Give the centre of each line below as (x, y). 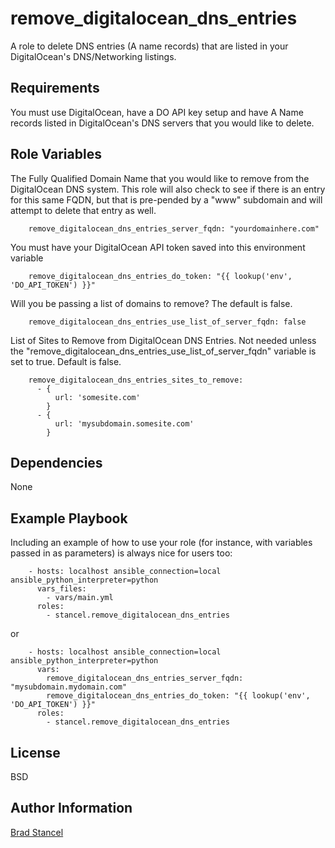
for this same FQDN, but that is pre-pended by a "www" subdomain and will (166, 199)
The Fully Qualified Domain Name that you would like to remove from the (160, 178)
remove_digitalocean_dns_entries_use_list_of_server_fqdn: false (167, 322)
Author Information (71, 808)
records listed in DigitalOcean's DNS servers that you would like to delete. (162, 123)
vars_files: (61, 589)
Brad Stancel (37, 832)
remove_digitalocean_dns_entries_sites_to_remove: (136, 380)
